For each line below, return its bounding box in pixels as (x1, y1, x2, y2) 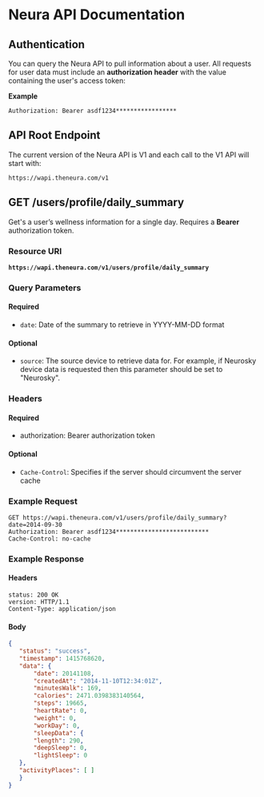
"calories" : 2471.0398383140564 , (33, 692, 146, 700)
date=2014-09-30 (8, 520, 62, 528)
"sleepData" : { (33, 729, 84, 737)
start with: (8, 158, 42, 168)
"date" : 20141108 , (33, 670, 94, 678)
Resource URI (8, 245, 62, 257)
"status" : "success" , (18, 647, 91, 655)
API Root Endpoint (8, 128, 101, 142)
